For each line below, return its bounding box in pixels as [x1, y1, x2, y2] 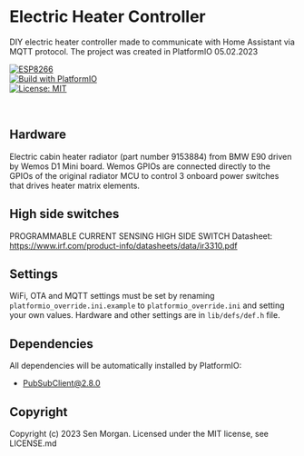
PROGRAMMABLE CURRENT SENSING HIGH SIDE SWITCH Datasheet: [9, 230, 273, 242]
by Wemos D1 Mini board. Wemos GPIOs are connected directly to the [9, 161, 270, 172]
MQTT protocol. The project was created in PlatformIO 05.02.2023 [9, 45, 259, 56]
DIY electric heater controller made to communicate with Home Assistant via [9, 36, 295, 47]
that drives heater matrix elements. [9, 180, 141, 191]
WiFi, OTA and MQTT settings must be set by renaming [9, 291, 215, 302]
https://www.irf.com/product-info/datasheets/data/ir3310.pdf [9, 240, 238, 251]
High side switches [9, 206, 120, 222]
